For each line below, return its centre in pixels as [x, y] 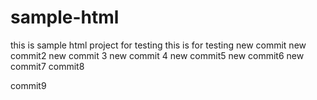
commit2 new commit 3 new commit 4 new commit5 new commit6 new [157, 55]
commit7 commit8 [47, 66]
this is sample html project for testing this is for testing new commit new [158, 45]
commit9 [28, 85]
